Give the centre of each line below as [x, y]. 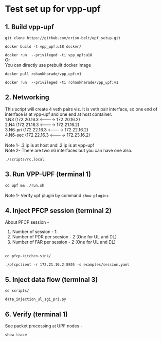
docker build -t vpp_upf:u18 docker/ [43, 47]
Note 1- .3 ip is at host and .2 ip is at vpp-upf [50, 145]
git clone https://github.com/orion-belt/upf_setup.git [63, 38]
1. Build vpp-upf [30, 27]
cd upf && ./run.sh [25, 185]
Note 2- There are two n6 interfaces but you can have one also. [69, 150]
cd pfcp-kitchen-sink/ [28, 256]
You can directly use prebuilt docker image [48, 65]
